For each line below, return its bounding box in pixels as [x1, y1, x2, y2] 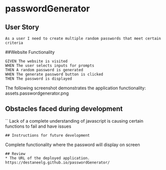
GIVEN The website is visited [5, 59, 68, 64]
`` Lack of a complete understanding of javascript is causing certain [5, 118, 144, 124]
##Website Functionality [5, 49, 55, 55]
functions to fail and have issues [5, 123, 72, 129]
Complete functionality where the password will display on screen [5, 142, 140, 148]
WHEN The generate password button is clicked [5, 72, 103, 77]
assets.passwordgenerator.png [5, 90, 69, 96]
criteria [5, 40, 23, 45]
